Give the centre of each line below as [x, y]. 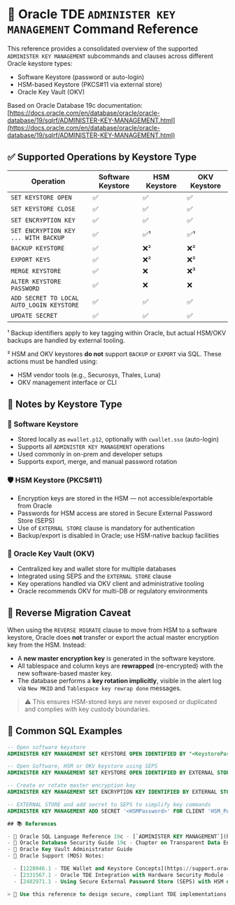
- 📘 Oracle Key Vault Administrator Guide [70, 850]
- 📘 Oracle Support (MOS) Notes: [56, 856]
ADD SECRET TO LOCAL [45, 298]
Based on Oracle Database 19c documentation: [75, 105]
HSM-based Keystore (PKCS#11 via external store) [90, 84]
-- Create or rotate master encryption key [72, 786]
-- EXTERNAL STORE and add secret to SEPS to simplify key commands [109, 804]
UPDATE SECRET [34, 315]
